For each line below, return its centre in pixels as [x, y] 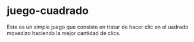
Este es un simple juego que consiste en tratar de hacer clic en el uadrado [98, 27]
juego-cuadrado [48, 11]
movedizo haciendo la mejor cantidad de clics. [64, 33]
